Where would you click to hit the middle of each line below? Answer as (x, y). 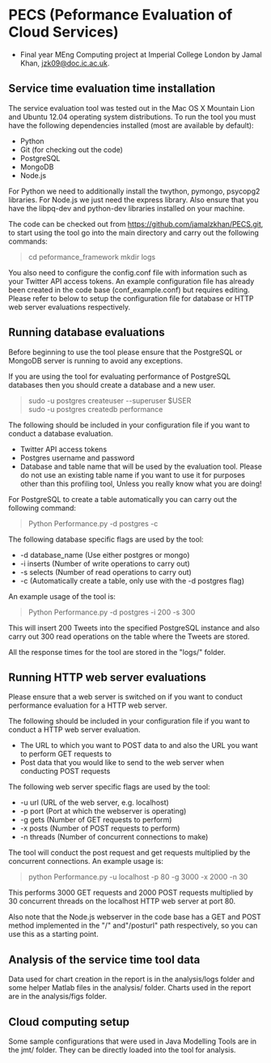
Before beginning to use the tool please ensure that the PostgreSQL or (125, 352)
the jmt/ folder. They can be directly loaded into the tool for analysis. (122, 1050)
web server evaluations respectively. (70, 307)
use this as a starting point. (53, 934)
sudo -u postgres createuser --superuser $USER (110, 400)
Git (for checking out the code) (72, 149)
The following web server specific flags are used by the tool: (109, 787)
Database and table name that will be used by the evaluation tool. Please (141, 466)
